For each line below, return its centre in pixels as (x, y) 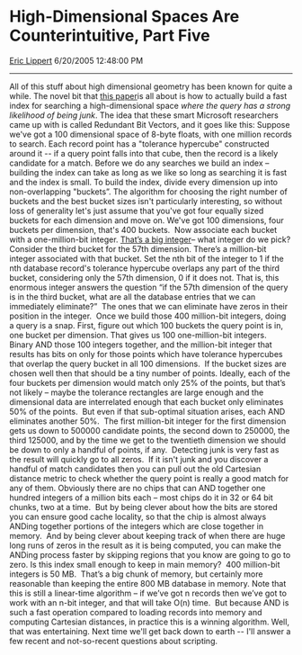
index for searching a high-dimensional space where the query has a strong (150, 105)
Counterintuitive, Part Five (110, 36)
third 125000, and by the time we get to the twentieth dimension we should (147, 440)
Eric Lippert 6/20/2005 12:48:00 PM (76, 60)
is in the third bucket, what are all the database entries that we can (133, 296)
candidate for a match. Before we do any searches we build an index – (139, 163)
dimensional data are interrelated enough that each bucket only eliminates (147, 401)
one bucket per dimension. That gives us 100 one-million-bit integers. (138, 335)
